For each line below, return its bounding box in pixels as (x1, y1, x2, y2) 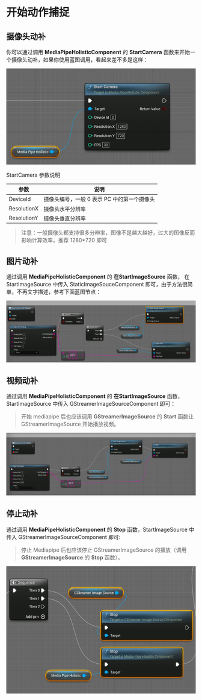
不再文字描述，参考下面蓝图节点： (16, 288, 101, 295)
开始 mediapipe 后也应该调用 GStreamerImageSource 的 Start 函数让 (20, 413, 194, 420)
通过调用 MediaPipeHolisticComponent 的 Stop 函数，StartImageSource (6, 526, 188, 533)
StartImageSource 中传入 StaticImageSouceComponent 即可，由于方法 (6, 281, 182, 288)
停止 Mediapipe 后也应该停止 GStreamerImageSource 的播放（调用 (20, 546, 187, 553)
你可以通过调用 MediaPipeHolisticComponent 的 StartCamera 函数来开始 (6, 49, 191, 55)
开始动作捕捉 (6, 5, 70, 19)
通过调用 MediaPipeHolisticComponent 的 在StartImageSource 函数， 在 (6, 273, 190, 280)
